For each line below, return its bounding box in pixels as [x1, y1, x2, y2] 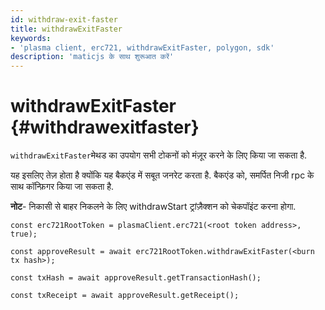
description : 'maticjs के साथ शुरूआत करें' [10, 52, 175, 62]
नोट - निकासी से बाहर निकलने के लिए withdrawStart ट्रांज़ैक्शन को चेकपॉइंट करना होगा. [10, 201, 297, 213]
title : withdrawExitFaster [10, 24, 123, 34]
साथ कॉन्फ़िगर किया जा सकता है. [10, 181, 115, 193]
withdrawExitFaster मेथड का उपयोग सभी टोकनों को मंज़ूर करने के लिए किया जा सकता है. [10, 149, 308, 161]
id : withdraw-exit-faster [10, 14, 118, 25]
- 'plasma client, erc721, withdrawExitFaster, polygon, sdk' [10, 42, 275, 53]
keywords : [10, 33, 52, 43]
